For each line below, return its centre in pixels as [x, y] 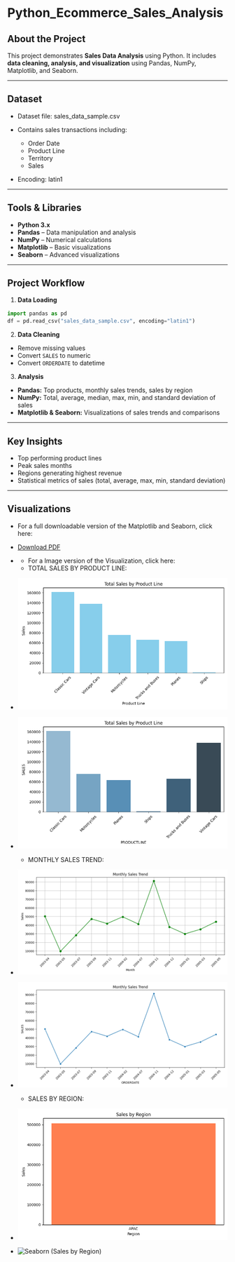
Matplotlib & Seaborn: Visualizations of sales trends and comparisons [119, 412]
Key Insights [35, 441]
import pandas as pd [37, 314]
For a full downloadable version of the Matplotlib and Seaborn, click [115, 526]
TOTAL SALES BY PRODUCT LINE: [77, 568]
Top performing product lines [59, 458]
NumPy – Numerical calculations [64, 239]
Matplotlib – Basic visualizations [64, 247]
